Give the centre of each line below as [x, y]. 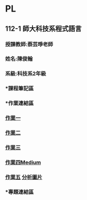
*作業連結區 [19, 103]
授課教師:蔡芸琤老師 [29, 44]
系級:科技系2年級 [26, 74]
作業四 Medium [23, 162]
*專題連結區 [19, 192]
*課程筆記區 [19, 89]
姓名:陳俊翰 [19, 59]
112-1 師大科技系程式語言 [43, 28]
